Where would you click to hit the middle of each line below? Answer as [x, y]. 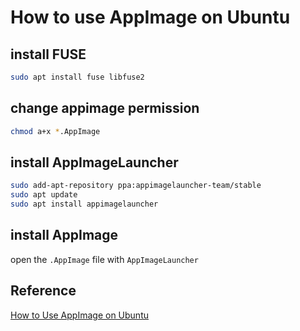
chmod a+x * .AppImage [55, 131]
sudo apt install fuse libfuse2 [77, 77]
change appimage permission [105, 108]
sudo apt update [44, 195]
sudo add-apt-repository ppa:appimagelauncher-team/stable [136, 186]
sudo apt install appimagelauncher [84, 204]
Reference [43, 291]
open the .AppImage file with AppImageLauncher [104, 259]
